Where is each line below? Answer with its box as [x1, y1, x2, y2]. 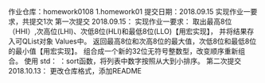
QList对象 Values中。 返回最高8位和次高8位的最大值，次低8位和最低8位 [21, 36, 257, 46]
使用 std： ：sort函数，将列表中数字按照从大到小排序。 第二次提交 [23, 56, 242, 66]
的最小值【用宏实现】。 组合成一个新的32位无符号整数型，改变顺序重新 [8, 47, 239, 55]
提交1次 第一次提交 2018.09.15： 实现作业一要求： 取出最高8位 [29, 17, 232, 26]
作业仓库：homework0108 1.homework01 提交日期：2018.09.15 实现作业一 [8, 7, 251, 16]
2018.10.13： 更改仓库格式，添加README [8, 66, 142, 75]
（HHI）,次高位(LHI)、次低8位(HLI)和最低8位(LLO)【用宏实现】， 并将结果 [8, 27, 247, 36]
